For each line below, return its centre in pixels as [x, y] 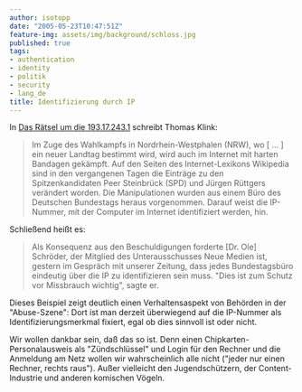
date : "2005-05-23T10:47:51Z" [66, 26]
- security [30, 85]
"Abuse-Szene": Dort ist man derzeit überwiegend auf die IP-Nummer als [146, 313]
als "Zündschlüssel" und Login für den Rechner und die [178, 350]
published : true [40, 43]
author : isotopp [40, 18]
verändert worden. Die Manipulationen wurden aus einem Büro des [156, 193]
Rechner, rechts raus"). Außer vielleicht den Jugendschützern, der [133, 369]
